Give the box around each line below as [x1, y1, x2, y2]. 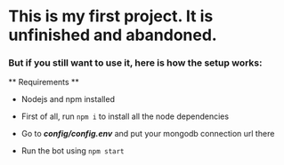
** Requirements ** [8, 77, 79, 88]
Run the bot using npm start [20, 145, 126, 156]
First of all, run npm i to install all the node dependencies [20, 111, 229, 122]
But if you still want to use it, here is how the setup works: [8, 57, 263, 69]
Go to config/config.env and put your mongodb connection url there [20, 129, 275, 139]
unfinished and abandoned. [8, 25, 217, 45]
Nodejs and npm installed [20, 94, 115, 105]
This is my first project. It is [8, 6, 214, 27]
